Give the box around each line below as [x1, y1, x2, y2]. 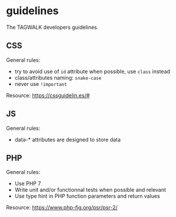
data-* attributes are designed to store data [14, 136, 121, 143]
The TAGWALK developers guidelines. [6, 24, 99, 31]
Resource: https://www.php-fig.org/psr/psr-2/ [6, 204, 118, 211]
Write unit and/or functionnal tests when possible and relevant [14, 186, 167, 193]
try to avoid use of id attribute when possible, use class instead [14, 68, 170, 75]
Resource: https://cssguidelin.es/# [6, 91, 90, 98]
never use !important [14, 80, 67, 87]
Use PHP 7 [14, 180, 41, 187]
